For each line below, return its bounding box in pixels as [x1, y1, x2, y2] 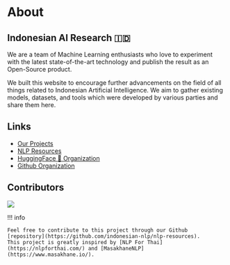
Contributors [7, 182, 65, 193]
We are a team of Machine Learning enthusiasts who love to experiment [7, 50, 213, 58]
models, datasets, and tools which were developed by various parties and [7, 93, 218, 102]
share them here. [7, 101, 56, 109]
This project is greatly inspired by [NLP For [7, 239, 145, 246]
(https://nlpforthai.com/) [7, 245, 85, 252]
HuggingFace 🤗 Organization [17, 154, 100, 162]
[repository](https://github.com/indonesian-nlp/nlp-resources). [7, 232, 200, 240]
